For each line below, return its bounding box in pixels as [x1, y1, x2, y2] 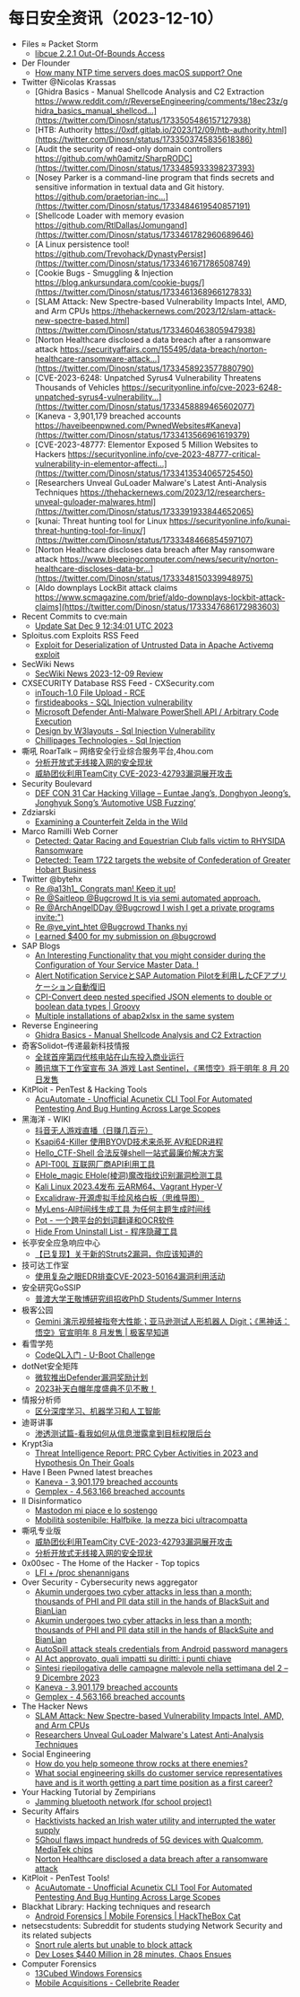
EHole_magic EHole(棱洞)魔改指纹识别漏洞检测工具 [34, 1169, 223, 1181]
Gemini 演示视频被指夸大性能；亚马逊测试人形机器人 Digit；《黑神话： [34, 1315, 290, 1326]
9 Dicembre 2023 [34, 1672, 100, 1683]
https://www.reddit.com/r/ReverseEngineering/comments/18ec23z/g [34, 95, 288, 106]
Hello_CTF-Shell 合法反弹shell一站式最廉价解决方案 [34, 1147, 224, 1158]
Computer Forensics [21, 1958, 98, 1969]
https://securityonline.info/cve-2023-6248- [121, 382, 283, 392]
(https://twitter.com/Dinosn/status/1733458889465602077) [34, 400, 255, 411]
